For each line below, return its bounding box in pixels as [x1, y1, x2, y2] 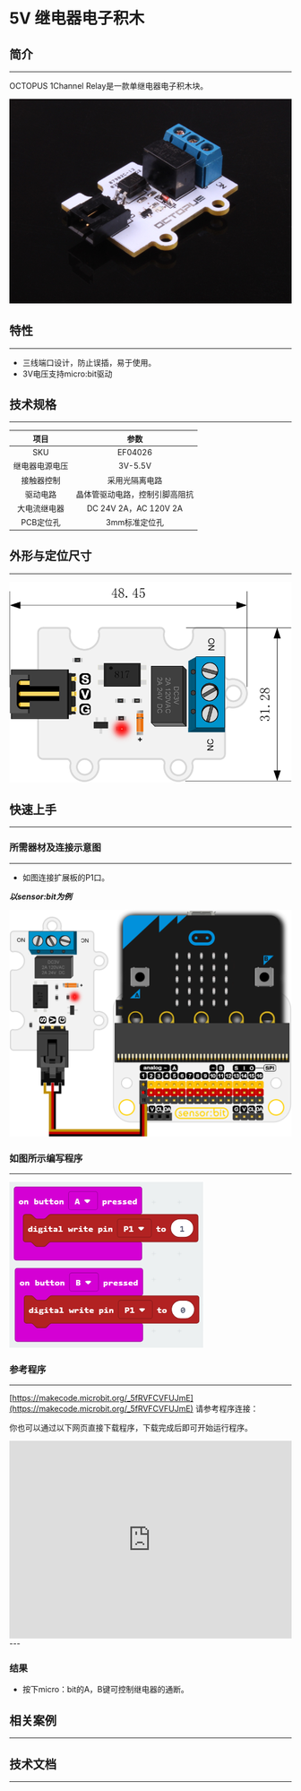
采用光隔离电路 [107, 474, 163, 485]
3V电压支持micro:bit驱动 [21, 368, 113, 379]
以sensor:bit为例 [9, 891, 73, 902]
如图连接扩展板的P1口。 [21, 871, 110, 883]
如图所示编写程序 [9, 1152, 83, 1164]
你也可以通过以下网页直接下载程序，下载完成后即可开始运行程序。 [9, 1423, 253, 1433]
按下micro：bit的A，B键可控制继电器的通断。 [21, 1684, 190, 1695]
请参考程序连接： [195, 1404, 259, 1415]
